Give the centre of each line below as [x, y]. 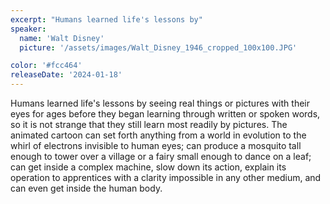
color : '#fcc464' [46, 66]
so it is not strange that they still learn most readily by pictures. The [149, 124]
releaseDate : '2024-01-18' [66, 75]
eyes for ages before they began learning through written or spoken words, [165, 114]
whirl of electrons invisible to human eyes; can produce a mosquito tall [156, 145]
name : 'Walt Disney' [62, 38]
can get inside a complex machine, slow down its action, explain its [148, 167]
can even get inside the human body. [86, 188]
